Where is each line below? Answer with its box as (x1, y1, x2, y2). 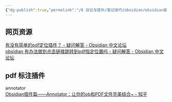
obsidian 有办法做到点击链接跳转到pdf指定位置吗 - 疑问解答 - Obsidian (5, 48, 154, 55)
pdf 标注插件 (5, 71, 45, 80)
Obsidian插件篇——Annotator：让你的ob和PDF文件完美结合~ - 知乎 (5, 91, 147, 97)
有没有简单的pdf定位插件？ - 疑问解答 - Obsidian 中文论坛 (5, 42, 127, 48)
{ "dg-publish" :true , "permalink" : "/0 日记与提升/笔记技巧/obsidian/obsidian (5, 7, 164, 13)
